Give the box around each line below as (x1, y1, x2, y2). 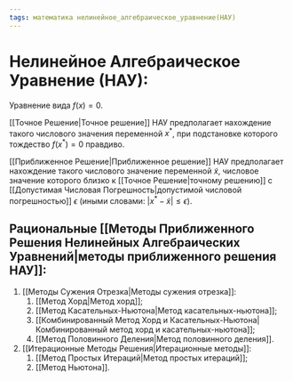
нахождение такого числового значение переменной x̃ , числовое (9, 166, 259, 176)
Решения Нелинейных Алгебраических (9, 235, 241, 250)
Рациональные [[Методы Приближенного (9, 221, 255, 236)
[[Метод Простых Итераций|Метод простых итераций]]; (35, 353, 249, 363)
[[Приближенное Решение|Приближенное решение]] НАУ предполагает (9, 156, 284, 166)
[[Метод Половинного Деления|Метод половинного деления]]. (35, 334, 274, 345)
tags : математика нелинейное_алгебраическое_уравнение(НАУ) (9, 12, 237, 22)
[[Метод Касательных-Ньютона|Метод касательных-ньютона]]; (35, 305, 278, 316)
